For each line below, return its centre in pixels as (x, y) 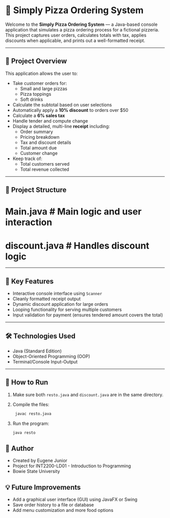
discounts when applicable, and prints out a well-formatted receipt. (75, 41)
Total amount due (38, 148)
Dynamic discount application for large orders (60, 304)
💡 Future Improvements (43, 487)
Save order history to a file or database (53, 505)
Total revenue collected (45, 169)
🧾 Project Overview (36, 61)
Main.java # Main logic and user (73, 212)
